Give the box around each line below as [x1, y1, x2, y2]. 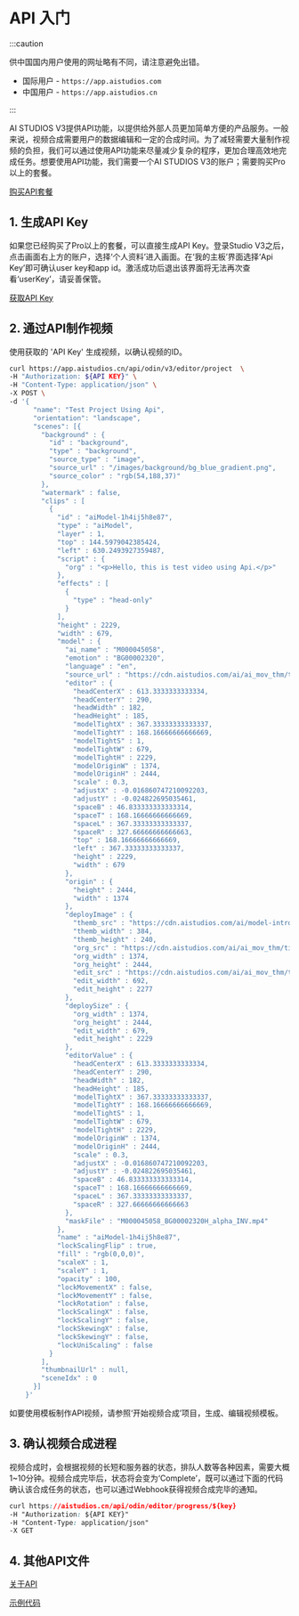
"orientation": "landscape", [32, 413, 141, 423]
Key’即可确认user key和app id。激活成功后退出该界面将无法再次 [9, 262, 243, 272]
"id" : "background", [48, 438, 129, 448]
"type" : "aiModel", [56, 522, 133, 531]
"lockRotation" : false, [56, 1299, 149, 1309]
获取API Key [9, 292, 53, 303]
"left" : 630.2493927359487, [56, 546, 166, 555]
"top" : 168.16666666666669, [72, 836, 181, 845]
